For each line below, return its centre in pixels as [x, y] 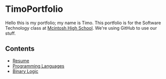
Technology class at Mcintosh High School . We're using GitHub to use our [81, 28]
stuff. [10, 33]
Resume [21, 61]
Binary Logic [25, 71]
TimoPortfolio [34, 9]
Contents [20, 49]
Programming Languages [38, 66]
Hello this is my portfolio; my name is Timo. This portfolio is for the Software [83, 23]
